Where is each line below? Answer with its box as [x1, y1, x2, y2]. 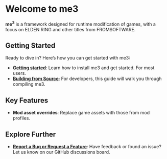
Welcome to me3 [5, 3, 79, 15]
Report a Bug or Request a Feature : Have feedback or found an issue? [12, 144, 162, 150]
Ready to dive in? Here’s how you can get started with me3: [5, 55, 130, 61]
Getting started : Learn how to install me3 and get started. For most [12, 65, 155, 71]
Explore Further [5, 130, 56, 138]
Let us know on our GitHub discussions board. [12, 149, 110, 155]
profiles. [12, 115, 31, 121]
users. [12, 70, 27, 76]
